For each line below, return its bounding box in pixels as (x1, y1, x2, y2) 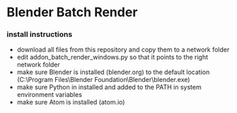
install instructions (6, 30, 73, 40)
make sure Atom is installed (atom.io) (16, 98, 125, 107)
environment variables (16, 90, 83, 99)
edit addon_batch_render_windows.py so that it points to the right (16, 53, 209, 61)
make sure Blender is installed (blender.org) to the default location (16, 68, 210, 76)
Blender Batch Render (6, 4, 138, 20)
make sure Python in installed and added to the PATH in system (16, 83, 202, 92)
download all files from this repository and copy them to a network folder (16, 45, 230, 54)
